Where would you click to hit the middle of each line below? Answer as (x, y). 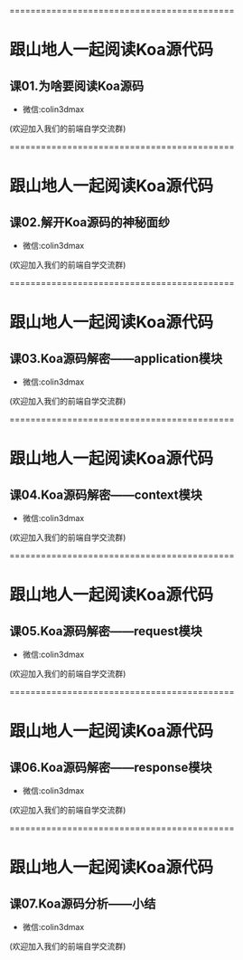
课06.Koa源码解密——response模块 (111, 767)
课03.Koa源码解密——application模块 (116, 358)
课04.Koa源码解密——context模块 (106, 494)
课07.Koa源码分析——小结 (83, 903)
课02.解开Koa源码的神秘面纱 (89, 222)
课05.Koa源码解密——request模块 (106, 631)
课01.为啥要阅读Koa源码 (77, 86)
